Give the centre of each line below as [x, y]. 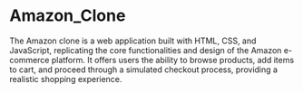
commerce [29, 60]
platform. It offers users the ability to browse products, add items [173, 60]
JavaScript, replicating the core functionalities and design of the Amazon [146, 50]
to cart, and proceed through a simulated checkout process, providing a [144, 70]
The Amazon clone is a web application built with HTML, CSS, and [133, 41]
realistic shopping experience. [66, 79]
